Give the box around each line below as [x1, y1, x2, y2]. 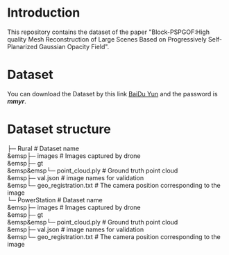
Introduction [7, 5, 80, 21]
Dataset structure [7, 121, 111, 137]
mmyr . [7, 97, 26, 105]
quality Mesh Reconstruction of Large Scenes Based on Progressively [7, 35, 207, 43]
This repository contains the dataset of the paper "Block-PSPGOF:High [7, 28, 210, 36]
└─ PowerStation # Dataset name [7, 195, 103, 204]
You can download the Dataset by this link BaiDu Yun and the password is [7, 89, 218, 98]
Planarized [7, 42, 38, 51]
